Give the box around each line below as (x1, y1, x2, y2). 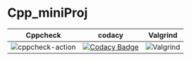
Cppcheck (25, 30, 61, 40)
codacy (97, 30, 124, 40)
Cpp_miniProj (7, 5, 88, 21)
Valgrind (148, 30, 178, 40)
